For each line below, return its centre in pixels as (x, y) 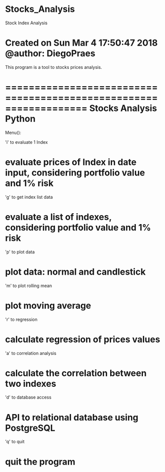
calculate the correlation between (76, 373)
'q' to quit (15, 442)
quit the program (40, 462)
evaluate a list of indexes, (59, 217)
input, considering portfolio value (75, 173)
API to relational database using (72, 417)
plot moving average (48, 305)
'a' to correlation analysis (31, 353)
